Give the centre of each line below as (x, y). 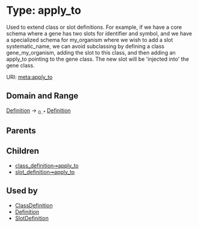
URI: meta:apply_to (29, 77)
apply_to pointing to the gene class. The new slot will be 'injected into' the (98, 59)
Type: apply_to (44, 11)
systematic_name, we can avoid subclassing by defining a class (85, 46)
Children (23, 151)
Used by (22, 191)
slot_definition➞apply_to (45, 172)
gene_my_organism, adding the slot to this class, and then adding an (91, 52)
